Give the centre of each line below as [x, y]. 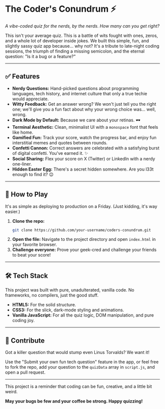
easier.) [13, 211]
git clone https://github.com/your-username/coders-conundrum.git [82, 230]
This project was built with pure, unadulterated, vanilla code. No [70, 290]
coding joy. [23, 321]
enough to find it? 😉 [33, 174]
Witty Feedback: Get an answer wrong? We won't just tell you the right [84, 104]
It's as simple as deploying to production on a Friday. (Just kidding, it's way [81, 206]
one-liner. [22, 164]
